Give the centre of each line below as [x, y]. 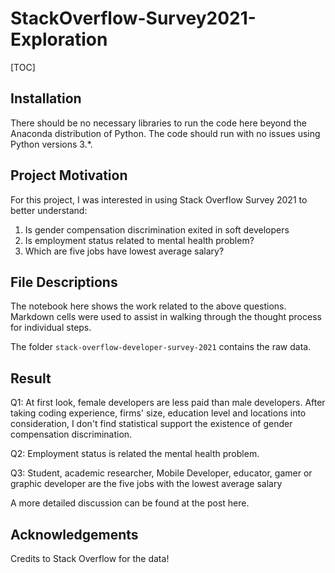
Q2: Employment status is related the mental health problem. [135, 454]
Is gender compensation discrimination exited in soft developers [157, 229]
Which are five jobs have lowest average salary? [124, 251]
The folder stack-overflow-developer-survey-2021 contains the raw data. [161, 347]
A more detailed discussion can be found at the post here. [130, 503]
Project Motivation [69, 175]
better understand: [49, 210]
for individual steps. [51, 328]
